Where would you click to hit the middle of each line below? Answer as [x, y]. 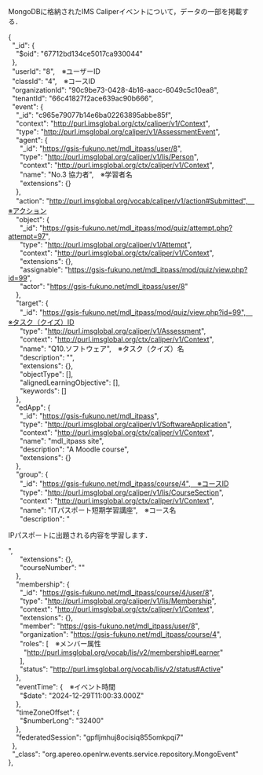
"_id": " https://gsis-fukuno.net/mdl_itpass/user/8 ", [101, 148]
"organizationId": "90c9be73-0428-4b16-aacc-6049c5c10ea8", [115, 90]
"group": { [32, 474]
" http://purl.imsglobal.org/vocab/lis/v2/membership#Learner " [123, 653]
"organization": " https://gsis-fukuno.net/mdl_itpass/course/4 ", [121, 634]
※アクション [27, 211]
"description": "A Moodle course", [74, 449]
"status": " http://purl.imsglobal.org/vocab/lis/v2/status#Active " [121, 669]
